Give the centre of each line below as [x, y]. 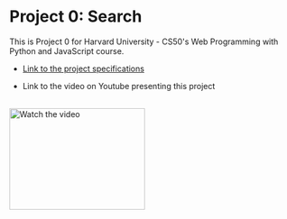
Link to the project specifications [83, 68]
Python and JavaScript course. [67, 50]
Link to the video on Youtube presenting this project [119, 86]
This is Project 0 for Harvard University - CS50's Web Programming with [144, 41]
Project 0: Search [76, 17]
